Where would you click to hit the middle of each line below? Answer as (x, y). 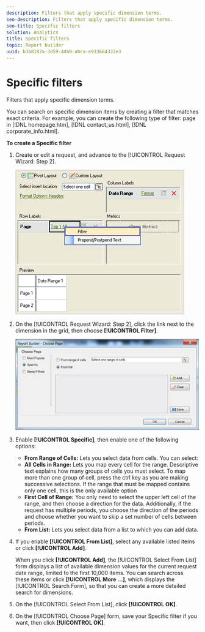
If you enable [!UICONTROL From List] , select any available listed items (105, 541)
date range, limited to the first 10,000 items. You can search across (99, 573)
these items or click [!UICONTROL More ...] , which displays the (95, 579)
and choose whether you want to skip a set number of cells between (110, 517)
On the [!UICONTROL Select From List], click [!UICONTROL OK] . (96, 604)
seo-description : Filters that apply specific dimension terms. (90, 19)
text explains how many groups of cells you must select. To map (105, 471)
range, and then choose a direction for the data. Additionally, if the (108, 504)
